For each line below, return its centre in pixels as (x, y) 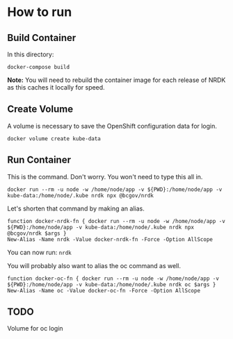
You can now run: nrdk (39, 252)
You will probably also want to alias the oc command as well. (94, 265)
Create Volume (40, 109)
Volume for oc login (35, 329)
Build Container (42, 38)
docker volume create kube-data (54, 139)
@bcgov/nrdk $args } (37, 233)
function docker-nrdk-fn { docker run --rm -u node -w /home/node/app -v (116, 221)
